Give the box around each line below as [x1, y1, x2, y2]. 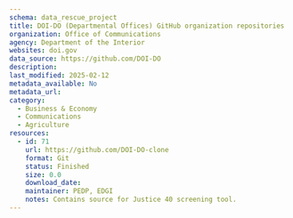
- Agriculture [17, 121, 69, 130]
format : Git [25, 153, 69, 163]
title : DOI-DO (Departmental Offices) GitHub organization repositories [9, 21, 285, 30]
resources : [9, 129, 50, 138]
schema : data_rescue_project [9, 12, 118, 22]
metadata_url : [9, 87, 62, 96]
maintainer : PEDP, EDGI [25, 187, 114, 196]
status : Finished [25, 162, 90, 171]
